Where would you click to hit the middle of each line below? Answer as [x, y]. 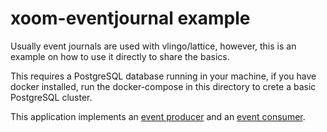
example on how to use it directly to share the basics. [120, 56]
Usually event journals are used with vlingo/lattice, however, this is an [153, 46]
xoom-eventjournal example [130, 18]
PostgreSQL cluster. [51, 97]
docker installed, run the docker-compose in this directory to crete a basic [163, 86]
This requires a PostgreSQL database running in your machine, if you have [163, 76]
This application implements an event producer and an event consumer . [158, 116]
